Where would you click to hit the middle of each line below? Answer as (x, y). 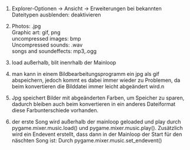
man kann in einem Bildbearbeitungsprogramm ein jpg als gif (86, 74)
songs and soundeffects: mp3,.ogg (54, 51)
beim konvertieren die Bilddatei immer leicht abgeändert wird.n (88, 86)
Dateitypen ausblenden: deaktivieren (56, 15)
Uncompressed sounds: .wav (47, 45)
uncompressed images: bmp (46, 39)
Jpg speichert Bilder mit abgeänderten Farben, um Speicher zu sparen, (98, 98)
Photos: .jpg (26, 26)
